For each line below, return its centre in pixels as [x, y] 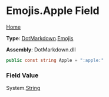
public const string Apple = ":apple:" [55, 60]
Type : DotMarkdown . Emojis [40, 38]
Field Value [22, 75]
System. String [23, 88]
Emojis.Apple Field [53, 11]
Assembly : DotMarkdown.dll [41, 49]
